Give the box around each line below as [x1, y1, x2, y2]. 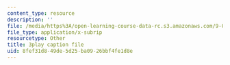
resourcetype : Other [7, 35, 66, 42]
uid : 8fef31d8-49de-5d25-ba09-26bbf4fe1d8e [7, 48, 133, 55]
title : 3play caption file [7, 41, 84, 48]
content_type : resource [7, 9, 75, 17]
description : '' [7, 16, 53, 23]
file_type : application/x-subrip [7, 28, 103, 36]
